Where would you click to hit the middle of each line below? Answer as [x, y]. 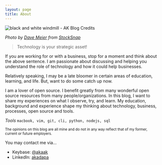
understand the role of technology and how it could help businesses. [74, 66]
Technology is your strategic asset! [52, 47]
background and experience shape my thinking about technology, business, [81, 106]
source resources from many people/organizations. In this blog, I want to [78, 96]
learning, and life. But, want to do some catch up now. [59, 81]
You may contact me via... [31, 142]
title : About [18, 14]
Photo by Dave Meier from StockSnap [43, 37]
